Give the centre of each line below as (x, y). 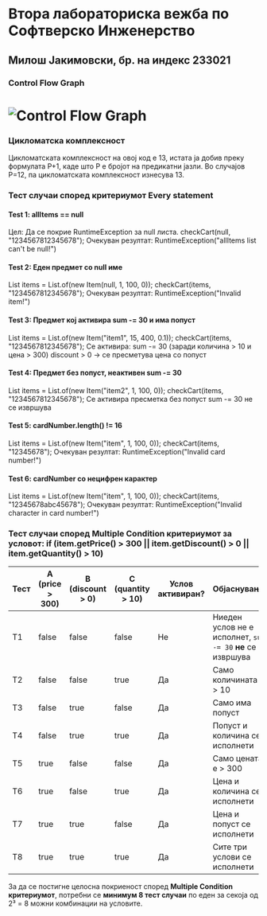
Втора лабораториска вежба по (118, 14)
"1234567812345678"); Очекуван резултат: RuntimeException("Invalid (125, 293)
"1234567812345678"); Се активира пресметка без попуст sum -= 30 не (130, 399)
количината (235, 680)
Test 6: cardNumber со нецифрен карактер (83, 478)
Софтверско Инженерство (102, 31)
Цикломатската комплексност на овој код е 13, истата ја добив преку (126, 158)
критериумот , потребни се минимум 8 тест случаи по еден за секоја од (133, 895)
